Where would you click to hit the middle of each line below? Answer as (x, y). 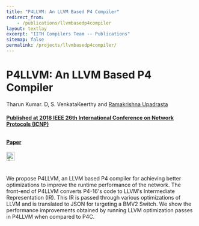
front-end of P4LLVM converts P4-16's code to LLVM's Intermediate (91, 191)
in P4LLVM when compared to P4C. (51, 217)
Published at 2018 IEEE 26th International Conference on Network (90, 118)
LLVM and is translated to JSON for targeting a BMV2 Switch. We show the (99, 204)
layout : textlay (26, 28)
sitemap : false (25, 40)
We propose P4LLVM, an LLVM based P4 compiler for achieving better (94, 179)
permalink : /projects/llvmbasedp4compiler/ (62, 46)
